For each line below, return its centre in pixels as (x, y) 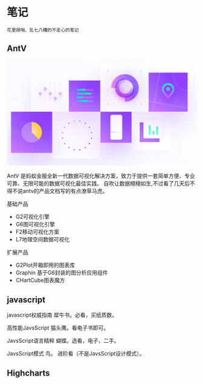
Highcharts (28, 373)
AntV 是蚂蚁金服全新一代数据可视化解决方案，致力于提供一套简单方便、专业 (101, 176)
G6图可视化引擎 (35, 224)
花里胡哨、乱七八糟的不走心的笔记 (43, 30)
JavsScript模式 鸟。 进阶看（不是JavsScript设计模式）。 (76, 354)
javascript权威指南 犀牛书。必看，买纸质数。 (62, 315)
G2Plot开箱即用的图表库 (45, 265)
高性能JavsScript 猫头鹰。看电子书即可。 (58, 328)
